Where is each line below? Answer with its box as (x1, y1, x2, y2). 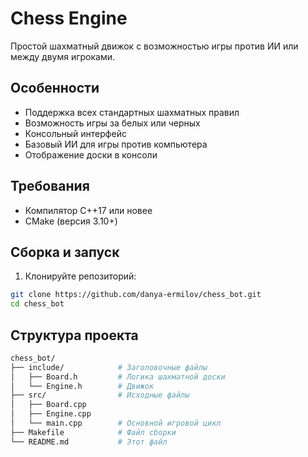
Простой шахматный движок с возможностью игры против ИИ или (10, 40, 299, 52)
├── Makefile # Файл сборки (10, 427, 177, 437)
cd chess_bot (10, 299, 65, 309)
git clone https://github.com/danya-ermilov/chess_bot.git (10, 290, 262, 300)
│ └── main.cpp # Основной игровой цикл (10, 418, 222, 429)
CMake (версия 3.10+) (24, 215, 118, 227)
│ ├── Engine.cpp (10, 409, 92, 419)
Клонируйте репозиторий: (24, 270, 137, 282)
